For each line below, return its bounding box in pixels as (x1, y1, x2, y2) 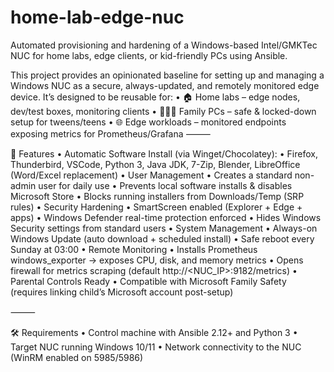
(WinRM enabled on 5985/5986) (10, 351, 144, 363)
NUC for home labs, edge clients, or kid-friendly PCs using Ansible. (10, 49, 288, 61)
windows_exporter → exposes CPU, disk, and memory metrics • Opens (10, 254, 304, 266)
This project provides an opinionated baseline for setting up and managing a (10, 69, 325, 81)
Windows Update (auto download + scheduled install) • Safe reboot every (10, 232, 315, 245)
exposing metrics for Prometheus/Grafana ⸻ (10, 127, 212, 140)
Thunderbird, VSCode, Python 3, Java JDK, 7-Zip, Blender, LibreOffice (10, 158, 301, 170)
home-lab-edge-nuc (10, 6, 185, 29)
